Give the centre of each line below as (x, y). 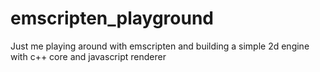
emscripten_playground (112, 18)
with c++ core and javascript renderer (88, 56)
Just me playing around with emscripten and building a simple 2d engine (160, 46)
